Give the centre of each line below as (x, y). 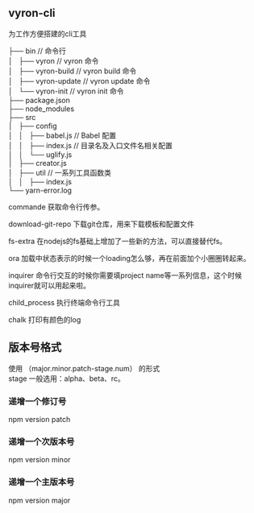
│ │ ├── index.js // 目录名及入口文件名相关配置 (91, 145)
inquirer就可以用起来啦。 (50, 285)
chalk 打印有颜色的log (45, 319)
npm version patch (40, 419)
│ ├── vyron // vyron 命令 (54, 60)
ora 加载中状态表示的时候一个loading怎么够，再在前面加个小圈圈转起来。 (130, 258)
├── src (22, 117)
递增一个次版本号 (42, 441)
